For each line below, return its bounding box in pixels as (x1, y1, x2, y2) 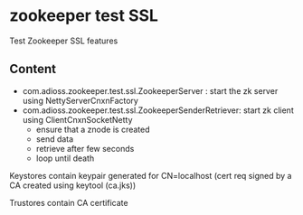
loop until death (35, 153, 95, 164)
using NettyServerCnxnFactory (22, 95, 138, 106)
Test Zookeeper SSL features (9, 35, 118, 46)
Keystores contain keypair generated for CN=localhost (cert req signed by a (9, 170, 292, 181)
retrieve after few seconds (35, 143, 135, 154)
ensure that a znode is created (35, 124, 151, 135)
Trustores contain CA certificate (9, 197, 128, 208)
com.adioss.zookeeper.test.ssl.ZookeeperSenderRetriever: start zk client (22, 105, 294, 116)
